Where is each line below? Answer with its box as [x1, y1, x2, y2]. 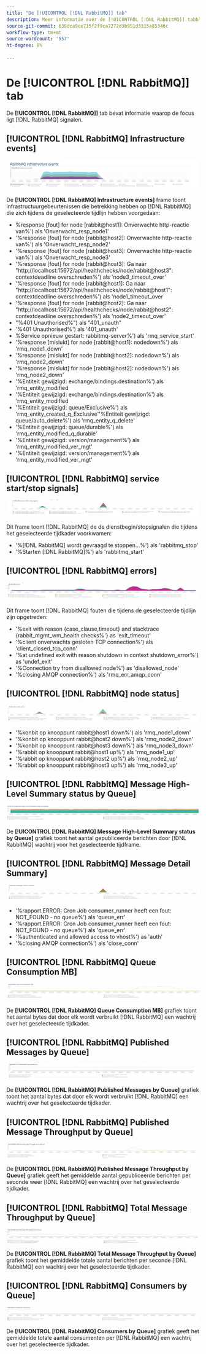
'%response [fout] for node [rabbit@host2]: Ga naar [15, 299, 147, 306]
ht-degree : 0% [6, 42, 43, 49]
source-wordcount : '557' [6, 36, 70, 42]
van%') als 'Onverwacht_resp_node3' [15, 254, 110, 261]
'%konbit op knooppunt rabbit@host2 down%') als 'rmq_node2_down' [15, 735, 194, 742]
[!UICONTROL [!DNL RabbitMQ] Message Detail [6, 858, 191, 869]
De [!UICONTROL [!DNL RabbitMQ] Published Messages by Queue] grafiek [6, 1086, 199, 1094]
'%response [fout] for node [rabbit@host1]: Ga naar [15, 279, 146, 287]
